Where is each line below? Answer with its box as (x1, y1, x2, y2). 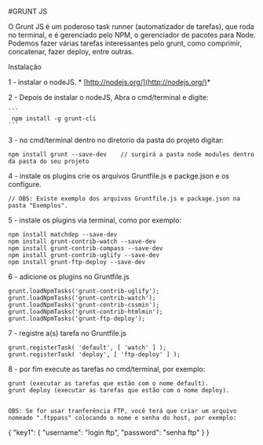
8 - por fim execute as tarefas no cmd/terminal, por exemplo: (8, 365, 206, 373)
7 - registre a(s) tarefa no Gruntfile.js (8, 329, 127, 337)
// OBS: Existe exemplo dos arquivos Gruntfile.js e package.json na (8, 195, 241, 203)
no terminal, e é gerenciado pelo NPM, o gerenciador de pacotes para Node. (8, 31, 256, 39)
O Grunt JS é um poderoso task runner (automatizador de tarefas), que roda (8, 22, 255, 31)
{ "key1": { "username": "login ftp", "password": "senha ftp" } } (8, 428, 210, 437)
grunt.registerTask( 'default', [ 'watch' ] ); (8, 344, 167, 351)
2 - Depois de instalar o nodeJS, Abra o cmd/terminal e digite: (8, 93, 209, 101)
